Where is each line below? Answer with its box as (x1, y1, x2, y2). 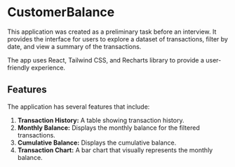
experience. (31, 63, 65, 72)
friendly (7, 63, 30, 72)
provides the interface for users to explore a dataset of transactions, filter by (7, 34, 228, 43)
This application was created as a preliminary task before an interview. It (7, 27, 217, 36)
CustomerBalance (7, 4, 115, 20)
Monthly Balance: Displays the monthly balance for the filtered (17, 123, 200, 132)
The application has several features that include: (7, 102, 150, 111)
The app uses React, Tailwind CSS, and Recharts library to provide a (7, 55, 205, 64)
